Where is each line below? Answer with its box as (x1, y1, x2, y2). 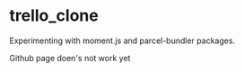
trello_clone (9, 5, 99, 26)
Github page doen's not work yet (9, 52, 131, 63)
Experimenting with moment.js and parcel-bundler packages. (9, 35, 236, 46)
